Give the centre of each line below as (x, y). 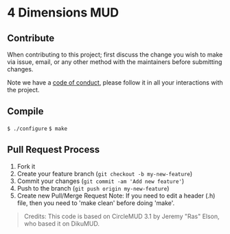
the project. (23, 90)
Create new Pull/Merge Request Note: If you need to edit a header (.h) (116, 195)
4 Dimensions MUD (63, 13)
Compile (25, 111)
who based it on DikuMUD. (62, 223)
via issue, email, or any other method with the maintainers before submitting (115, 62)
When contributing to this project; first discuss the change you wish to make (115, 54)
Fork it (26, 166)
